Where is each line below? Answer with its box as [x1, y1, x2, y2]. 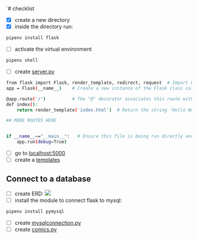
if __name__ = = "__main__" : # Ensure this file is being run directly [6, 133, 183, 139]
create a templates [14, 156, 61, 163]
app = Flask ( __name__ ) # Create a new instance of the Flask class [6, 85, 183, 91]
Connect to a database [6, 173, 91, 184]
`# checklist [6, 5, 35, 12]
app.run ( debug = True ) [16, 139, 67, 145]
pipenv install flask [6, 35, 60, 41]
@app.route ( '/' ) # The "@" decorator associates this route [6, 96, 181, 102]
